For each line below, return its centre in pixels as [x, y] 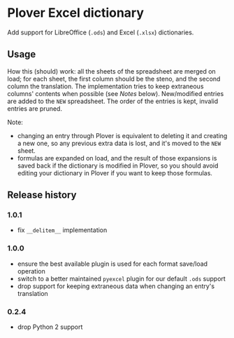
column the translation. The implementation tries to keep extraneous [105, 86]
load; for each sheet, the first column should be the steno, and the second [114, 79]
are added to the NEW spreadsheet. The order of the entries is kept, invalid [113, 101]
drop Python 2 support [50, 327]
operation [31, 271]
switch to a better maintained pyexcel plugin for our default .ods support [121, 278]
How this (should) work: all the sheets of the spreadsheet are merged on [112, 71]
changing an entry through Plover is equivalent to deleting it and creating [122, 135]
